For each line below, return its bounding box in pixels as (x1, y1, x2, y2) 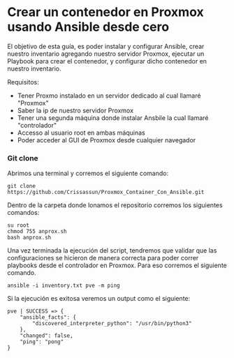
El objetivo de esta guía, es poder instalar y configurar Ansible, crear (7, 42, 205, 50)
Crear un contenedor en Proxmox (7, 4, 204, 20)
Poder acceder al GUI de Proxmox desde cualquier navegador (17, 135, 196, 144)
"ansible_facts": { (20, 314, 77, 321)
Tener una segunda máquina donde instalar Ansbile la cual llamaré (17, 113, 209, 122)
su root (7, 222, 30, 229)
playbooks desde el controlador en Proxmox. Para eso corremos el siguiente (7, 261, 227, 269)
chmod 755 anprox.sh (7, 228, 68, 235)
